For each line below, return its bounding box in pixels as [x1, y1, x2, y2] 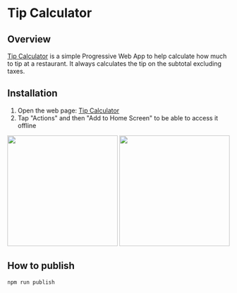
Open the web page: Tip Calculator [17, 106, 120, 115]
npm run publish [7, 278, 55, 286]
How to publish [7, 260, 75, 272]
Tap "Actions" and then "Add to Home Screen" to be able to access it [17, 113, 219, 122]
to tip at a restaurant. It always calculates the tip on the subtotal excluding [7, 59, 222, 68]
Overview [7, 33, 51, 45]
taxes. [7, 67, 25, 75]
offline [17, 121, 37, 130]
